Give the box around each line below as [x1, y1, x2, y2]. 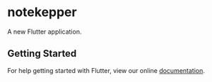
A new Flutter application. [7, 27, 82, 36]
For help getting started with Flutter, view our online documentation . [7, 66, 205, 74]
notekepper [7, 4, 77, 20]
